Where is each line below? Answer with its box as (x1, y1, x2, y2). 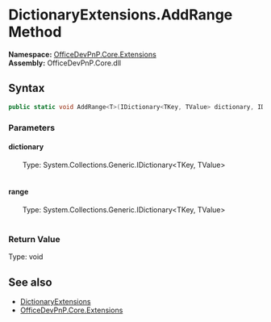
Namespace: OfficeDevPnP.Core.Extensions (8, 49, 157, 59)
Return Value (8, 233, 60, 245)
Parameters (8, 122, 55, 133)
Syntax (8, 82, 45, 95)
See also (8, 275, 52, 289)
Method (8, 23, 62, 41)
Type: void (8, 252, 44, 261)
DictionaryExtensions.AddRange (8, 6, 233, 24)
